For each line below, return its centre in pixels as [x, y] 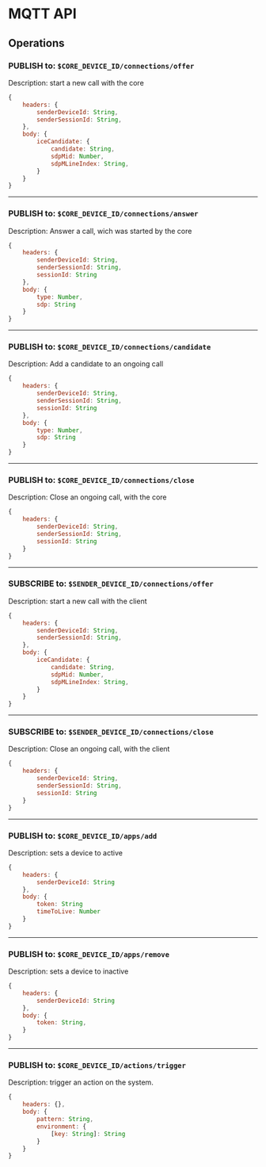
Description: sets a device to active [65, 852]
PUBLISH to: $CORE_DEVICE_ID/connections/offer [101, 66]
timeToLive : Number [69, 912]
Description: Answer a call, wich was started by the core [100, 231]
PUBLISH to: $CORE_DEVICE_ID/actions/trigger [97, 1065]
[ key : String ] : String [88, 1134]
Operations [36, 43]
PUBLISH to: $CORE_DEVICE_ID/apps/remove [89, 954]
